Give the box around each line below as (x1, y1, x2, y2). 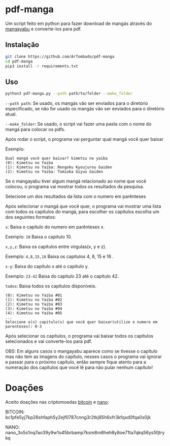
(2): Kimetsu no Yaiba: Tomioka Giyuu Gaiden (5, 169, 103, 174)
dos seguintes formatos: (5, 214, 56, 220)
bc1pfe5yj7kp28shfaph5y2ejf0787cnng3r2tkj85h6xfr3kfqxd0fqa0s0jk (5, 414, 151, 420)
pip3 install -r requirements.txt (5, 64, 79, 69)
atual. (5, 111, 17, 117)
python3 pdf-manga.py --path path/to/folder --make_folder (5, 91, 133, 96)
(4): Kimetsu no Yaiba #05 (5, 311, 62, 316)
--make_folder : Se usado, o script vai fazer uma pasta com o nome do (5, 121, 152, 127)
